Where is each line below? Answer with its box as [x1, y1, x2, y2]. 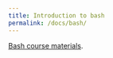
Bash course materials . [8, 41, 84, 50]
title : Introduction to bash [8, 11, 105, 20]
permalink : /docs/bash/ [8, 19, 88, 27]
